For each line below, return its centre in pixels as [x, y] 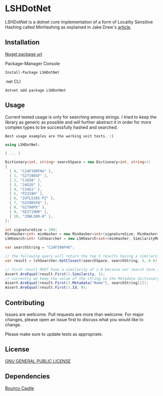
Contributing [25, 302]
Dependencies [27, 376]
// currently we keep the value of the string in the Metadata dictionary [82, 278]
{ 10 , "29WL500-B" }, [31, 216]
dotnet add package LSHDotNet [36, 90]
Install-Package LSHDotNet [32, 72]
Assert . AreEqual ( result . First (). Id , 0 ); [47, 288]
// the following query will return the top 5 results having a [71, 256]
